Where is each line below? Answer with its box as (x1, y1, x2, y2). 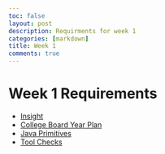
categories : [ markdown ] (8, 34, 89, 43)
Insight (20, 111, 44, 121)
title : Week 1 (8, 42, 57, 50)
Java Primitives (20, 128, 72, 138)
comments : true (8, 49, 60, 58)
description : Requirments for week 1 (8, 27, 137, 35)
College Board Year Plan (20, 119, 102, 130)
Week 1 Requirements (8, 84, 158, 103)
